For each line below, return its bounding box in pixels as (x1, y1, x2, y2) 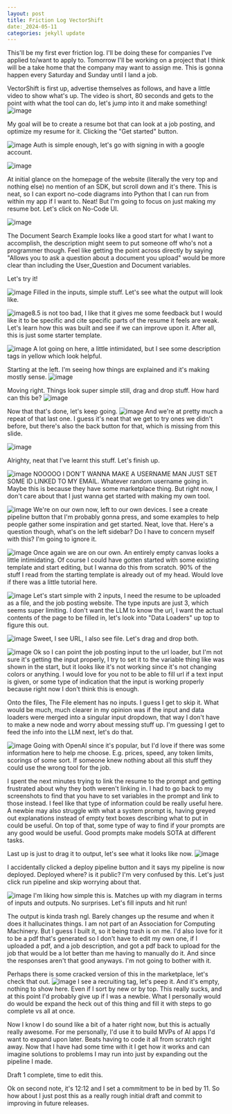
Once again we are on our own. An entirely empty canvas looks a (33, 549, 220, 557)
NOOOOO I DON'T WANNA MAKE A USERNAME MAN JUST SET (33, 470, 218, 478)
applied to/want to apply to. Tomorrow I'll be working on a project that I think (7, 56, 226, 65)
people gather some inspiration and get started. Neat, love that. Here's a (7, 520, 213, 528)
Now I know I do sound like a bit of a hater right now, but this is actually (7, 1020, 211, 1029)
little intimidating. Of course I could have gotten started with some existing (7, 556, 220, 564)
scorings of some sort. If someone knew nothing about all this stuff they (7, 756, 213, 765)
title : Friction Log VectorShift (7, 17, 104, 24)
